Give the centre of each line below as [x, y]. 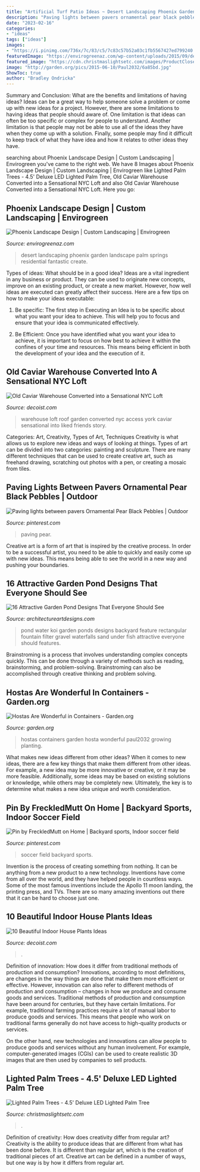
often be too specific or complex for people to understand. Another [88, 121]
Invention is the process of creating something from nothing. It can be [92, 866]
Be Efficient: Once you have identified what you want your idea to [95, 334]
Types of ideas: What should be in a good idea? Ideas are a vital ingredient [98, 273]
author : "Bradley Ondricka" [41, 78]
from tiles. [18, 468]
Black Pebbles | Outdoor [52, 497]
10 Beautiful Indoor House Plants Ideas [79, 917]
